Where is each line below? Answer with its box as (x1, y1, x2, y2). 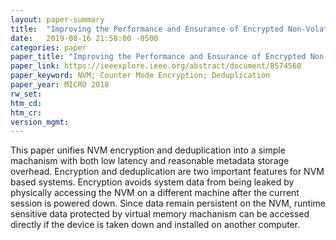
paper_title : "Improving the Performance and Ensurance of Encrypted (10, 52, 307, 62)
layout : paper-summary (10, 14, 105, 25)
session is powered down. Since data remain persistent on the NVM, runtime (10, 197, 326, 210)
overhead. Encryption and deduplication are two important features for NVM (10, 166, 325, 178)
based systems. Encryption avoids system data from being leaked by (10, 176, 295, 188)
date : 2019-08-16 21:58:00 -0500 (10, 33, 159, 43)
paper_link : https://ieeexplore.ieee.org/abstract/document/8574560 (10, 61, 302, 71)
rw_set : (10, 89, 43, 99)
